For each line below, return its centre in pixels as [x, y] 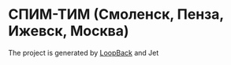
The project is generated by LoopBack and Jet [84, 52]
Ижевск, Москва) [69, 31]
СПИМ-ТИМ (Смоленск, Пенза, [116, 14]
